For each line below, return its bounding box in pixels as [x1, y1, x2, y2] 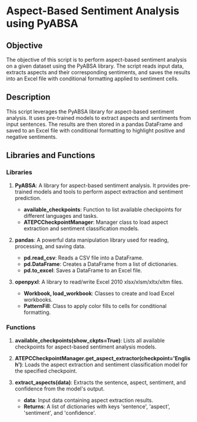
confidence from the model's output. [14, 385, 105, 392]
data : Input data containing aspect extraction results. [23, 396, 154, 404]
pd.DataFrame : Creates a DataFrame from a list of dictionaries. [23, 260, 178, 268]
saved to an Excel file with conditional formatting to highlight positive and [6, 126, 185, 134]
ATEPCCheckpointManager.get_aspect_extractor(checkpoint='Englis [14, 354, 191, 361]
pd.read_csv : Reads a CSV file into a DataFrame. [23, 254, 144, 261]
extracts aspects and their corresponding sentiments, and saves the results [6, 69, 191, 75]
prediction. [14, 194, 42, 201]
